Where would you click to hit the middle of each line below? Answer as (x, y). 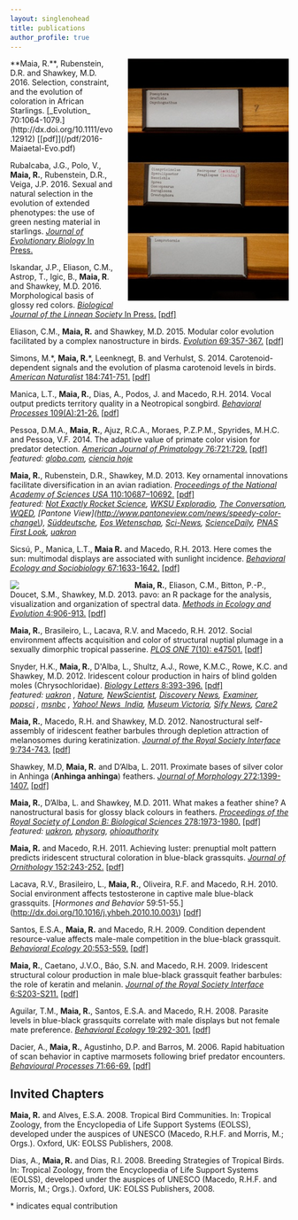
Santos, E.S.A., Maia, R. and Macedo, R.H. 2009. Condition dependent (138, 929)
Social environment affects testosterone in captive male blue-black (132, 894)
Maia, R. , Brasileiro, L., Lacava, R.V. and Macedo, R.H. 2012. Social (131, 631)
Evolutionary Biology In (52, 241)
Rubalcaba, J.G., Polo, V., (56, 166)
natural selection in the (52, 194)
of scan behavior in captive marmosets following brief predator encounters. (148, 1057)
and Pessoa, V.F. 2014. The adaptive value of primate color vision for (135, 439)
